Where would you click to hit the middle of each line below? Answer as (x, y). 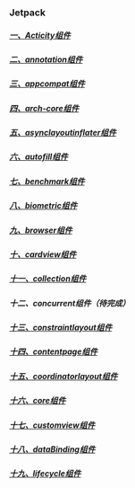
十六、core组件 (38, 401)
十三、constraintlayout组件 (61, 328)
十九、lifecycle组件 (45, 474)
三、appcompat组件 (47, 84)
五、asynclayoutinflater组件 (63, 133)
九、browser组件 (41, 230)
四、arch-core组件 (44, 108)
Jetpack (28, 13)
